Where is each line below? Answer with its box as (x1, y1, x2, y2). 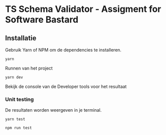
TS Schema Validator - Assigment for (5, 3, 162, 15)
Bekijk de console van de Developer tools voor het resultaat (5, 83, 127, 89)
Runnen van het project (5, 66, 53, 71)
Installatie (5, 34, 37, 42)
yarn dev (5, 75, 23, 80)
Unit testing (5, 96, 34, 103)
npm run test (5, 126, 32, 131)
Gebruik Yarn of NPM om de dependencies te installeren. (5, 47, 121, 53)
